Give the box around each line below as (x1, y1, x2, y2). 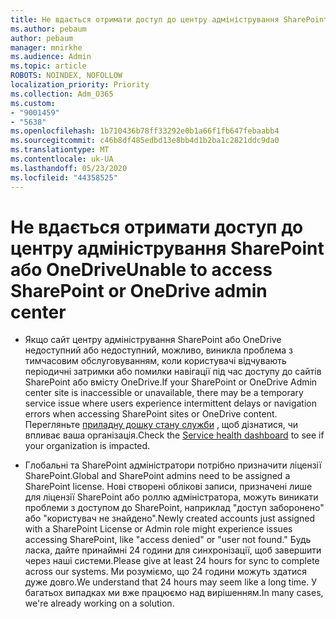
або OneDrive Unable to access (10, 258, 273, 281)
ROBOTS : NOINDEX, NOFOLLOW (10, 71, 123, 81)
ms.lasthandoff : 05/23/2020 (10, 163, 128, 173)
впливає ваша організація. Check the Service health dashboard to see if (24, 429, 325, 441)
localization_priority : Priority (10, 80, 150, 90)
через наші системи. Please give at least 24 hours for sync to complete (24, 555, 320, 567)
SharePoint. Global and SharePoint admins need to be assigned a (24, 470, 291, 482)
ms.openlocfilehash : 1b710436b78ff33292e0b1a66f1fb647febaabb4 (10, 126, 280, 136)
